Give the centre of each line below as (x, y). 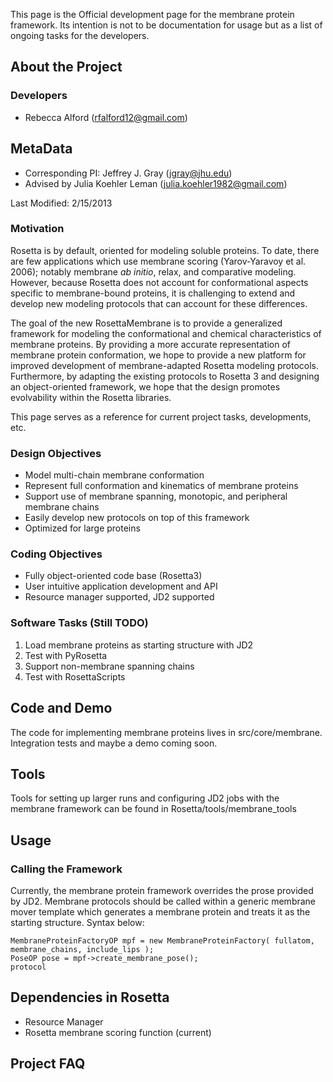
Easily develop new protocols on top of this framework (137, 518)
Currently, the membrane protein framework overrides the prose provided (162, 890)
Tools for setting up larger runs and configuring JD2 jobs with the (145, 798)
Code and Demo (61, 708)
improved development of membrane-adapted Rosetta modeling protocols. (165, 365)
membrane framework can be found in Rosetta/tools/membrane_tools (153, 809)
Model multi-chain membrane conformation (114, 475)
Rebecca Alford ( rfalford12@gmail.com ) (106, 117)
